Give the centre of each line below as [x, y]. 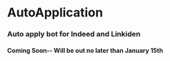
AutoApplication [55, 13]
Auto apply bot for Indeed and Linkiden [74, 34]
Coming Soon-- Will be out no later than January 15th [85, 50]
